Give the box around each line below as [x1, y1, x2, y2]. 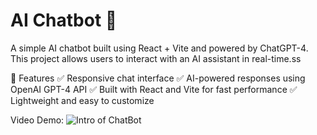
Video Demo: [10, 114, 65, 126]
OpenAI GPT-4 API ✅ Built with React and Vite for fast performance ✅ [10, 83, 298, 95]
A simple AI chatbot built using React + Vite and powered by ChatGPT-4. [10, 42, 309, 54]
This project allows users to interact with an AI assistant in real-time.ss [10, 52, 302, 64]
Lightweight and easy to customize [10, 94, 155, 106]
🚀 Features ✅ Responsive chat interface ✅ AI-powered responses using [10, 72, 306, 84]
